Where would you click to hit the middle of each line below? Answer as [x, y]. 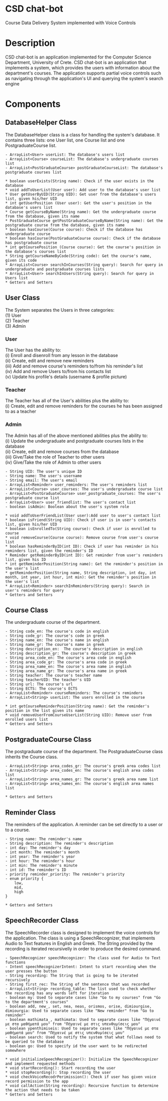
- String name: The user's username [44, 476]
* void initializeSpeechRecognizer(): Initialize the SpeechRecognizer [82, 1059]
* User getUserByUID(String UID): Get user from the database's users [81, 194]
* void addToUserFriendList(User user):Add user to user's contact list [83, 516]
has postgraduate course [31, 243]
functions [16, 962]
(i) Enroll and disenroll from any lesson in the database [62, 355]
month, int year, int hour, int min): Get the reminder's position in [81, 577]
